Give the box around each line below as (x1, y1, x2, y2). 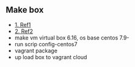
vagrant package (14, 47, 57, 54)
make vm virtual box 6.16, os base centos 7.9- (14, 33, 130, 41)
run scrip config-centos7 (14, 40, 78, 48)
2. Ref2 (14, 27, 33, 35)
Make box (5, 5, 44, 15)
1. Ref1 (14, 21, 31, 28)
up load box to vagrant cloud (14, 53, 87, 60)
